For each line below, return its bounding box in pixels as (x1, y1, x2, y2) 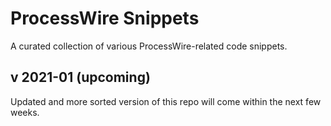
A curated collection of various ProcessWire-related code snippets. (10, 40, 288, 52)
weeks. (10, 106, 40, 118)
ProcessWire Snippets (10, 7, 200, 30)
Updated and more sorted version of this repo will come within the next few (10, 95, 322, 107)
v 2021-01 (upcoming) (10, 69, 151, 86)
